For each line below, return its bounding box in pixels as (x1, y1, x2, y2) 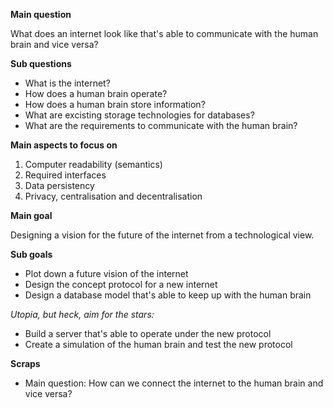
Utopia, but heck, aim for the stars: (10, 309, 155, 320)
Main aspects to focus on (10, 139, 118, 151)
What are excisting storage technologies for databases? (24, 109, 255, 121)
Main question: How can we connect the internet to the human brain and (24, 377, 324, 389)
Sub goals (10, 249, 53, 260)
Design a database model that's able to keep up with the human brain (24, 289, 312, 301)
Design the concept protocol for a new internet (24, 279, 218, 290)
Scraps (10, 358, 41, 369)
